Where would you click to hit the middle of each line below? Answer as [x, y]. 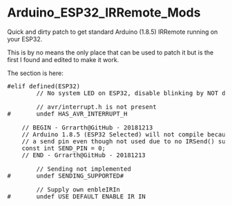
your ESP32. [25, 39]
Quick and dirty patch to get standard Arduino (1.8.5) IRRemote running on [113, 32]
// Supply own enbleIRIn [78, 189]
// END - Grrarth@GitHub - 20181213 [84, 155]
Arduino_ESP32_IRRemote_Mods [104, 13]
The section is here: [35, 73]
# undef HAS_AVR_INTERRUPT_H [67, 114]
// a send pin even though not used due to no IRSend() [118, 141]
